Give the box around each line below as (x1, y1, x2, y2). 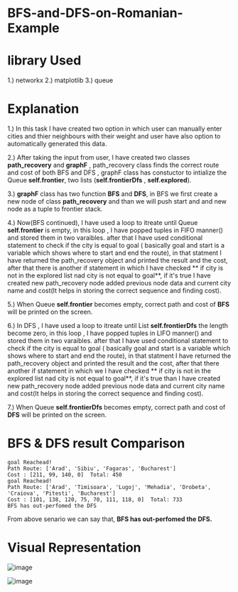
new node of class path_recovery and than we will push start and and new (7, 197, 227, 206)
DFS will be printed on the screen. (7, 410, 107, 420)
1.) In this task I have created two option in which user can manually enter (7, 124, 222, 133)
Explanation (7, 101, 80, 117)
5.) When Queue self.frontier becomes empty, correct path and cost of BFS (7, 300, 229, 309)
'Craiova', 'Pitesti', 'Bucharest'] (7, 490, 116, 497)
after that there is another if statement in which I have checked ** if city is (7, 264, 224, 273)
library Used (7, 53, 82, 69)
